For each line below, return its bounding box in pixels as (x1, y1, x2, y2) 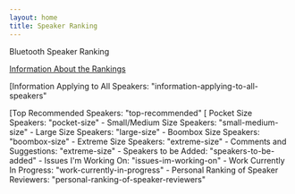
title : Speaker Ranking (9, 21, 98, 30)
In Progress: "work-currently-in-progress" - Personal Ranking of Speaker (9, 164, 279, 175)
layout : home (9, 13, 58, 22)
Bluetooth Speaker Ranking (9, 46, 110, 56)
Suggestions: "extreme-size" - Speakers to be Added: (9, 145, 208, 156)
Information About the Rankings (9, 63, 127, 74)
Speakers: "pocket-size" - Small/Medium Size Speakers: (9, 117, 217, 128)
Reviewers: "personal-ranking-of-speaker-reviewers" (9, 173, 206, 184)
